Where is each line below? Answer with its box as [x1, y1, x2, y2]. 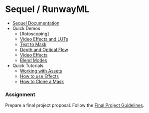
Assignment [5, 91, 36, 98]
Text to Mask [19, 41, 47, 47]
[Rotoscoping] [19, 30, 49, 36]
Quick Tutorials [12, 62, 44, 68]
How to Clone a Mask [19, 78, 64, 84]
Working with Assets [19, 67, 62, 73]
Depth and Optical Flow [19, 46, 68, 52]
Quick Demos [12, 25, 41, 31]
